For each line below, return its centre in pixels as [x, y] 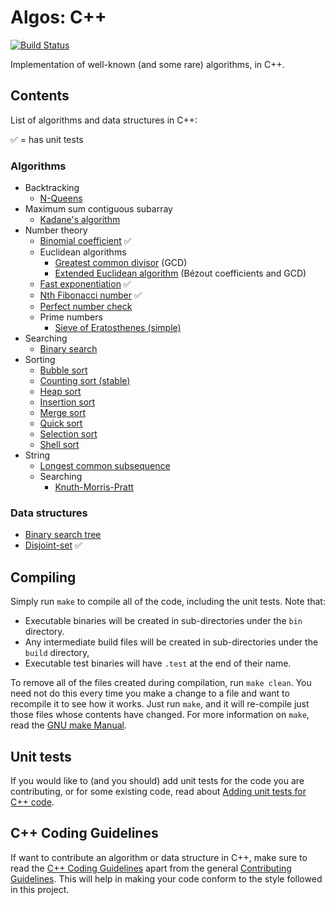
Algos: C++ [58, 17]
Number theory [56, 230]
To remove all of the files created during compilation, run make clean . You [161, 683]
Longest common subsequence [105, 466]
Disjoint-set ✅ [53, 545]
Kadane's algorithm [80, 220]
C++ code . [32, 802]
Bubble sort [63, 370]
